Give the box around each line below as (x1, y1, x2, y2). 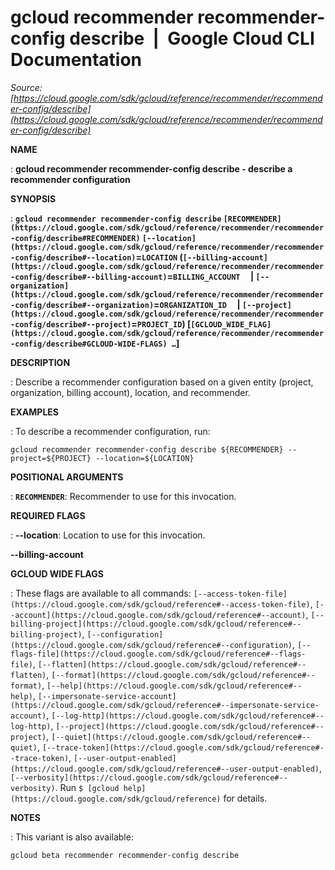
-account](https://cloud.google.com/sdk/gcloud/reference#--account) (10, 610, 307, 620)
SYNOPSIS (10, 192, 57, 205)
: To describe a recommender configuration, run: (10, 425, 211, 437)
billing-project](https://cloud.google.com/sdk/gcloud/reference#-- (10, 619, 302, 629)
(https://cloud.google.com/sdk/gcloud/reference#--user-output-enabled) (10, 764, 320, 774)
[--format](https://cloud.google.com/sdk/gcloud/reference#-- (51, 670, 316, 680)
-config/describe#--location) (10, 252, 137, 263)
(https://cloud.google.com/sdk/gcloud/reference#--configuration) (10, 640, 293, 650)
